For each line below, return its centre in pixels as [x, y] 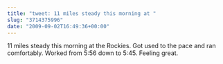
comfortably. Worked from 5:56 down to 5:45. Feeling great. [93, 53]
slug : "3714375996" [35, 20]
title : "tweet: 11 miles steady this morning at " [82, 13]
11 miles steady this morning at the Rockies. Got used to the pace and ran [111, 46]
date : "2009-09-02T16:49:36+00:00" [59, 26]
